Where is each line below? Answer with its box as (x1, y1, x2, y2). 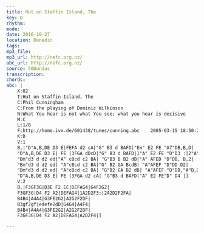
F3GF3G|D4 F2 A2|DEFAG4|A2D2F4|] (17, 212, 102, 219)
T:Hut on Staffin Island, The (17, 94, 94, 100)
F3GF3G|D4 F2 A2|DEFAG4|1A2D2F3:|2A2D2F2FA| (17, 190, 132, 196)
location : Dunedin (6, 37, 53, 43)
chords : (6, 77, 26, 83)
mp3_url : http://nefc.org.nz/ (6, 54, 83, 60)
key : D (6, 15, 23, 21)
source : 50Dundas (6, 65, 50, 72)
